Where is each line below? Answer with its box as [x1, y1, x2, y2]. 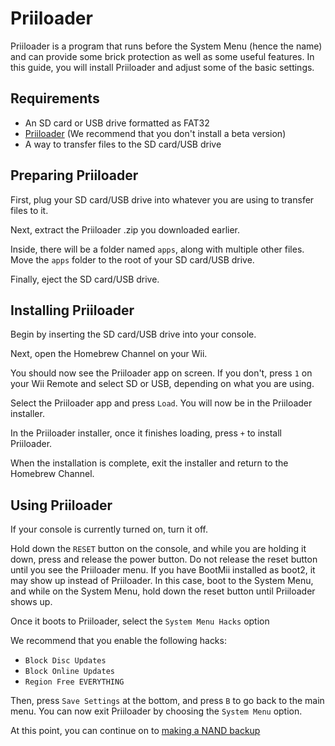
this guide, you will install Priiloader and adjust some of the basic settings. [10, 61, 315, 73]
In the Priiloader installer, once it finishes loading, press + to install [10, 427, 283, 439]
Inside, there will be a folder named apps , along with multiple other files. [10, 243, 305, 255]
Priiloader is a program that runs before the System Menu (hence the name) [10, 40, 323, 52]
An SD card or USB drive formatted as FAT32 [24, 117, 210, 129]
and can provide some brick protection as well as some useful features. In [10, 50, 315, 62]
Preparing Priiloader [10, 167, 139, 184]
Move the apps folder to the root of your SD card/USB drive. [10, 253, 255, 266]
